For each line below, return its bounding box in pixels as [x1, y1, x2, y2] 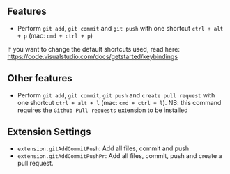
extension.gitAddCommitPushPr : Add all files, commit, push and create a [17, 152, 222, 160]
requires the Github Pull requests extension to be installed [17, 106, 188, 114]
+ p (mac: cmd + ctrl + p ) [17, 31, 93, 40]
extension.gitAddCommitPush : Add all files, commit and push [17, 144, 190, 152]
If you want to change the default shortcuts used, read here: [7, 45, 180, 53]
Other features [7, 72, 72, 84]
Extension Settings [7, 126, 91, 138]
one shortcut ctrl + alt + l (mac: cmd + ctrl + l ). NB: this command [17, 98, 222, 106]
